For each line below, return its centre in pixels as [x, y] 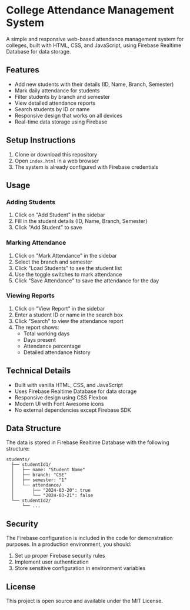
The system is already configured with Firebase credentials [86, 167]
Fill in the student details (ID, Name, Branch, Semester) [81, 221]
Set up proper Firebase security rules [60, 556]
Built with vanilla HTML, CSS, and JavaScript [69, 385]
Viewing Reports [30, 296]
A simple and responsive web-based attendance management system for [95, 39]
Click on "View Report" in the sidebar [60, 308]
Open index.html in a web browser [57, 161]
